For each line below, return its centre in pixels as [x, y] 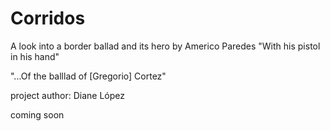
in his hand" [35, 56]
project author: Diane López [68, 95]
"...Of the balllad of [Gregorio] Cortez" [88, 76]
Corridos [48, 18]
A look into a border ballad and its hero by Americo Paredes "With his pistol [165, 46]
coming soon [37, 114]
